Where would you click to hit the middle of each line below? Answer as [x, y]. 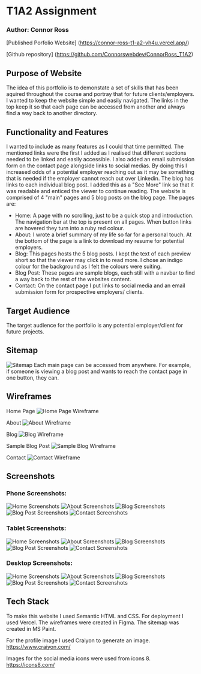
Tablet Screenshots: [36, 528]
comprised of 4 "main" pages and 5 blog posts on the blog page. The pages [100, 198]
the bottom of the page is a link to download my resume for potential [100, 241]
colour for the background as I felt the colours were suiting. [88, 267]
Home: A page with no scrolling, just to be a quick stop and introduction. [104, 216]
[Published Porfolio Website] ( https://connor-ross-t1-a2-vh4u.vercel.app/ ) [98, 43]
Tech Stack [28, 602]
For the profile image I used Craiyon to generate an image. [78, 640]
